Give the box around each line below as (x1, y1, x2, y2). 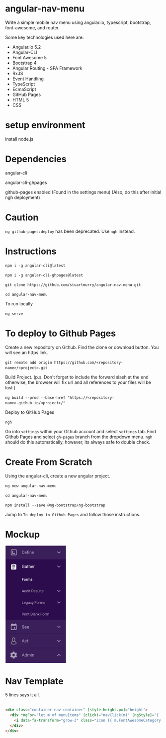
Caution (5, 212, 39, 223)
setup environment (5, 120, 85, 131)
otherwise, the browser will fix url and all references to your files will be (5, 379, 152, 385)
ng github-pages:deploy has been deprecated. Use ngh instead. (5, 228, 135, 234)
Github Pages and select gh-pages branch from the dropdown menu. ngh (5, 434, 153, 440)
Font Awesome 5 (12, 54, 47, 60)
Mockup (5, 529, 40, 540)
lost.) (5, 384, 16, 390)
